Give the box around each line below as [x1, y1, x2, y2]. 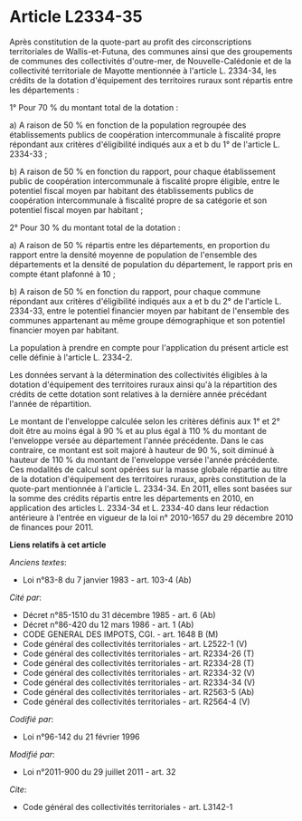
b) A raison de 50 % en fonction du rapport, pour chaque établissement [9, 166, 276, 177]
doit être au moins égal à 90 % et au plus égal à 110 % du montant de [9, 425, 268, 436]
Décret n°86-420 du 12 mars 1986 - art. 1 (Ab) [22, 619, 194, 630]
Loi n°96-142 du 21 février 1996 [22, 731, 140, 742]
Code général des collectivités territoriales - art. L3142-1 [22, 801, 233, 812]
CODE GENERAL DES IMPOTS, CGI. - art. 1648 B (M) [22, 628, 219, 640]
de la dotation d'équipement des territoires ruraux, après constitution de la [9, 473, 287, 484]
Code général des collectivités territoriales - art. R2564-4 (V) [22, 696, 250, 707]
